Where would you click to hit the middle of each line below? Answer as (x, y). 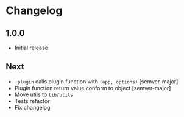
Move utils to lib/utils (44, 94)
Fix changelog (32, 107)
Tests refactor (32, 101)
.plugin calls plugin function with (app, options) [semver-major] (96, 81)
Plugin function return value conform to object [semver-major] (93, 88)
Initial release (31, 48)
